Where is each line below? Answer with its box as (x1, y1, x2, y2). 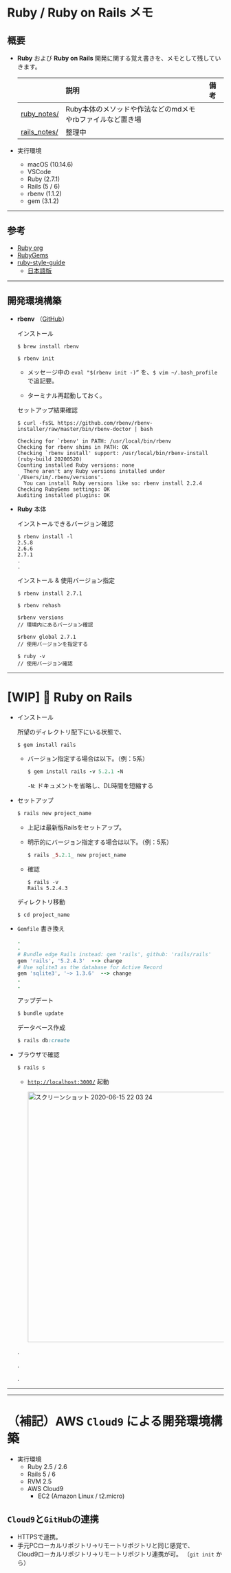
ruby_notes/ (20, 109, 59, 118)
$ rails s (16, 1064, 46, 1071)
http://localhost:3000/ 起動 (27, 1077, 110, 1086)
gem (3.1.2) (27, 197, 60, 205)
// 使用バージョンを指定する (16, 640, 88, 648)
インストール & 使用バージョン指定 (16, 576, 115, 584)
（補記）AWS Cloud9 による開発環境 (7, 1413, 211, 1429)
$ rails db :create (16, 1037, 70, 1044)
